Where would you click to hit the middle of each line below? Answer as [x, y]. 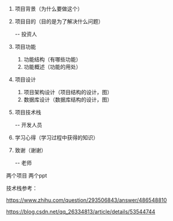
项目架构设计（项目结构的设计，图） [68, 92]
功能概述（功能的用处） [52, 67]
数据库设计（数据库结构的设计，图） [68, 99]
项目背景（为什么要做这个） [49, 9]
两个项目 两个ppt [27, 175]
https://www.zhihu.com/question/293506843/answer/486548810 [87, 200]
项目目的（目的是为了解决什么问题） [59, 21]
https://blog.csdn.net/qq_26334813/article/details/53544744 [81, 211]
